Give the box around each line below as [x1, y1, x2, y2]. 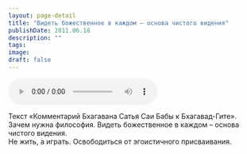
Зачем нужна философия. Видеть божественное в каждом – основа [8, 120, 240, 129]
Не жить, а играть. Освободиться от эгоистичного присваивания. [8, 137, 232, 146]
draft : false [8, 56, 52, 64]
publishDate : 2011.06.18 [8, 26, 91, 34]
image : [8, 48, 30, 56]
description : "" [8, 33, 62, 42]
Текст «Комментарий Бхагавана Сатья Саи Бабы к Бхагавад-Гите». [8, 111, 237, 121]
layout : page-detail [8, 11, 77, 20]
